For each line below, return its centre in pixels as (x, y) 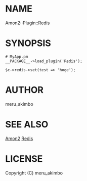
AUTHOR (25, 90)
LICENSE (24, 159)
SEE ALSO (27, 124)
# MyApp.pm (17, 57)
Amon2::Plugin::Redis (28, 23)
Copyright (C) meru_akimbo (34, 173)
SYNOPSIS (28, 43)
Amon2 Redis (19, 138)
